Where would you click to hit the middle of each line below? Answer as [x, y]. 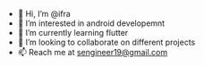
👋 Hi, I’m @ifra [44, 14]
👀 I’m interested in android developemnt [91, 23]
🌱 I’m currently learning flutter [73, 33]
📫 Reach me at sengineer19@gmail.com [93, 52]
